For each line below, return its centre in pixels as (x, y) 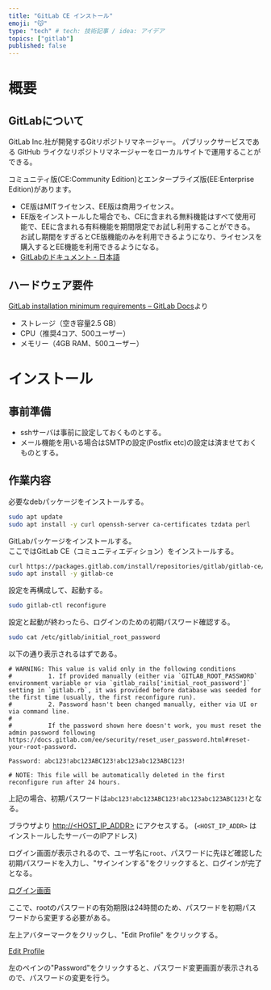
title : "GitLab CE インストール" (61, 16)
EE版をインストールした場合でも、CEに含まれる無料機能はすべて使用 (135, 217)
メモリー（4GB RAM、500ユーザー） (81, 343)
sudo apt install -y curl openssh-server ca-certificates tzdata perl (129, 524)
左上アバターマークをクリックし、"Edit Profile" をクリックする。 (115, 935)
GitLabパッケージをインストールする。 (72, 541)
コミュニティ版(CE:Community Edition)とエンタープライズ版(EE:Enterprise (131, 180)
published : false (38, 46)
